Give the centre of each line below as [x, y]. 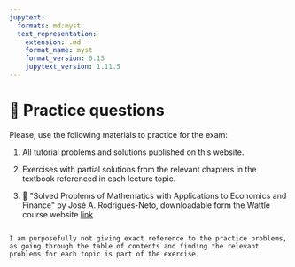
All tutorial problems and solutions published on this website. [133, 152]
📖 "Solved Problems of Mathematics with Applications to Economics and [154, 195]
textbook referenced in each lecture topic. [99, 179]
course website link [58, 214]
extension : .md [53, 42]
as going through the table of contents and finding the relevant [134, 246]
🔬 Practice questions [87, 111]
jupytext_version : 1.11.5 [73, 67]
